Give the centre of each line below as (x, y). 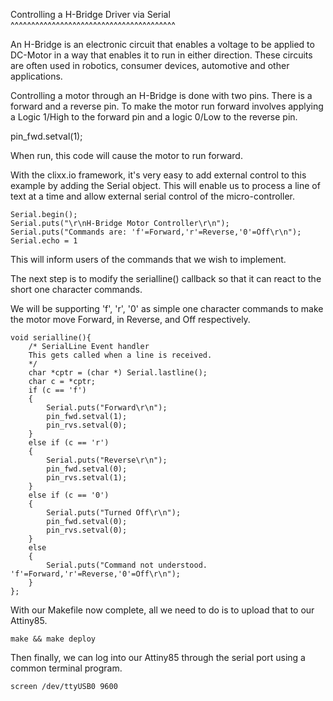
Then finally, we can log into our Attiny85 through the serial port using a (158, 657)
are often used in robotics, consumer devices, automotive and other (150, 65)
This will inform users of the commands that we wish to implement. (148, 259)
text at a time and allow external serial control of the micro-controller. (152, 196)
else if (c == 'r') (69, 443)
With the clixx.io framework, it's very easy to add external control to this (158, 175)
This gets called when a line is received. (120, 355)
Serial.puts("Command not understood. (127, 565)
